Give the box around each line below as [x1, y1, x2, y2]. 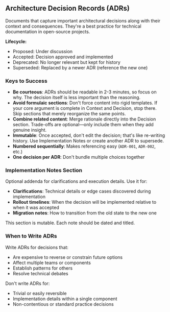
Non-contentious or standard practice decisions [12, 301, 114, 307]
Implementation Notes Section [5, 167, 83, 174]
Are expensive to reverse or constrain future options [12, 254, 123, 260]
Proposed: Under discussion [12, 48, 73, 54]
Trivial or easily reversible [12, 290, 67, 296]
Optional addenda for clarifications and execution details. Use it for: [5, 178, 148, 184]
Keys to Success [5, 77, 47, 84]
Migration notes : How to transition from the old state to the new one [12, 210, 157, 216]
